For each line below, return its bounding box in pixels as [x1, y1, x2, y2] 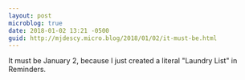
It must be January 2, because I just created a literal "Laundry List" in [8, 56, 238, 66]
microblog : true [8, 19, 63, 27]
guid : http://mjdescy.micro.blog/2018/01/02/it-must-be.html [8, 34, 218, 42]
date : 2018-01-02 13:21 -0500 [8, 26, 110, 34]
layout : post [8, 11, 52, 20]
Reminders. [8, 65, 47, 74]
